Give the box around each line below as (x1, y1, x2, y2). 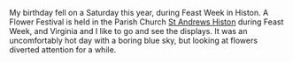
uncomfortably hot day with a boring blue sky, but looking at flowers (9, 35, 258, 45)
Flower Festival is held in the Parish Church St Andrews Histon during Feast (9, 17, 284, 27)
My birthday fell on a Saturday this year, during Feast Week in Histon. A (9, 8, 269, 17)
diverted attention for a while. (9, 45, 117, 55)
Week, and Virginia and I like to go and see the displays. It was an (9, 26, 248, 36)
